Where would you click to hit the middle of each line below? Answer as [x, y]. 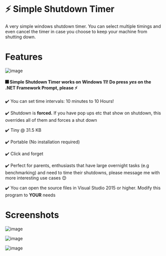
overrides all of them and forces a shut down [51, 120]
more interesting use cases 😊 [36, 178]
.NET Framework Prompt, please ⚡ [41, 88]
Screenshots [32, 215]
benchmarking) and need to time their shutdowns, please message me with [83, 173]
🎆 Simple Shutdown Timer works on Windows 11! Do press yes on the [78, 82]
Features [24, 57]
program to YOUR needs [30, 195]
